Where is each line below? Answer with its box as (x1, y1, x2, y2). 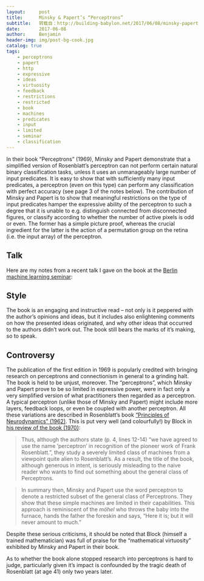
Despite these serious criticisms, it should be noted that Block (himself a (6, 531, 187, 538)
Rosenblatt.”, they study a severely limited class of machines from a (21, 449, 190, 456)
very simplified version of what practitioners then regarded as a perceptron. (6, 392, 196, 399)
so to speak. (6, 332, 38, 340)
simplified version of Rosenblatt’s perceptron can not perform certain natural (6, 161, 198, 169)
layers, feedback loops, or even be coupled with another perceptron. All (6, 405, 186, 412)
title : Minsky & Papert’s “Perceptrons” (6, 15, 123, 21)
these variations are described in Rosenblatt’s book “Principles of (6, 411, 170, 419)
